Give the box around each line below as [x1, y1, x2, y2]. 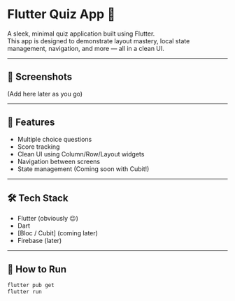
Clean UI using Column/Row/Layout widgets [17, 149, 145, 158]
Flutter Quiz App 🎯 [7, 6, 115, 22]
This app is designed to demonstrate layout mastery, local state [7, 36, 190, 45]
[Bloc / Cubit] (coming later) [17, 229, 98, 237]
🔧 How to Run [7, 263, 67, 275]
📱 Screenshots [7, 71, 73, 83]
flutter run [7, 288, 42, 295]
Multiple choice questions [17, 135, 92, 143]
